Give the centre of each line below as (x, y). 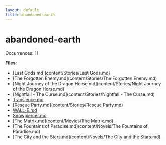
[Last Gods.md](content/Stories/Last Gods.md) (61, 73)
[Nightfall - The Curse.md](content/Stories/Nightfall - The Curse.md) (84, 94)
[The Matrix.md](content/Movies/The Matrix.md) (63, 121)
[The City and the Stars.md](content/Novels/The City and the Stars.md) (87, 137)
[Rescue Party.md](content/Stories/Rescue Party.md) (68, 105)
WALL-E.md (25, 110)
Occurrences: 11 (22, 53)
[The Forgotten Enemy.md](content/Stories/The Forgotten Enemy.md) (85, 78)
